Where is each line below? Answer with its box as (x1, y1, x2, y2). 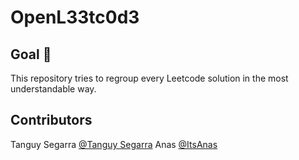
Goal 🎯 (10, 46, 52, 63)
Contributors (10, 112, 93, 129)
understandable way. (10, 83, 97, 95)
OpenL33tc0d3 (10, 6, 140, 29)
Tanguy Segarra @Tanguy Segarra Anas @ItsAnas (10, 138, 218, 150)
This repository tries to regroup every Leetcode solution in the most (10, 72, 289, 84)
